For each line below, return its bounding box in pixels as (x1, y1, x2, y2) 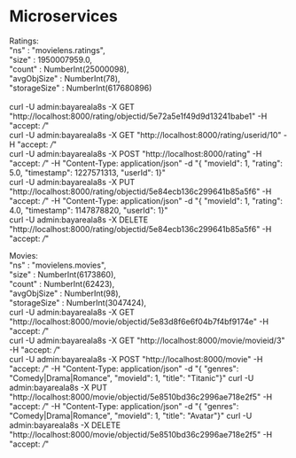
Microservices (9, 6, 118, 27)
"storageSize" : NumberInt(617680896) (9, 82, 152, 93)
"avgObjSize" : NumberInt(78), (9, 73, 121, 83)
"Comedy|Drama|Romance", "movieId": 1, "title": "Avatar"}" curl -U (9, 410, 253, 421)
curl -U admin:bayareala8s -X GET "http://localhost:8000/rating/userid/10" (9, 129, 282, 140)
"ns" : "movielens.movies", (9, 260, 106, 270)
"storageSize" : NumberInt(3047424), (9, 297, 147, 307)
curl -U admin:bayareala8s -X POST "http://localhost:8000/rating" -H (9, 148, 262, 159)
